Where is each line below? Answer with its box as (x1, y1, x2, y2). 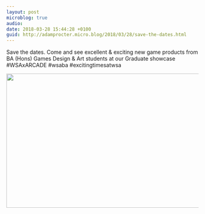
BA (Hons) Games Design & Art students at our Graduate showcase (6, 55, 176, 62)
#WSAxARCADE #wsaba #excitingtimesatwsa (6, 62, 122, 69)
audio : (6, 20, 23, 26)
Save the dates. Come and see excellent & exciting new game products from (6, 48, 198, 56)
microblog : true (6, 15, 48, 21)
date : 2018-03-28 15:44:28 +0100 (6, 26, 92, 32)
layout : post (6, 9, 40, 15)
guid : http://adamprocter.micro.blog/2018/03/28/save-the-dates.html (6, 32, 187, 38)
